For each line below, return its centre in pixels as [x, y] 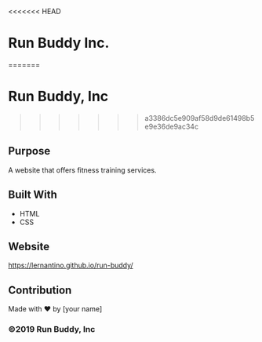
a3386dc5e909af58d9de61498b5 [200, 118]
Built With [33, 195]
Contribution [40, 290]
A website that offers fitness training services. [82, 170]
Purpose [29, 151]
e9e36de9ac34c [171, 126]
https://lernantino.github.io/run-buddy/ [71, 265]
